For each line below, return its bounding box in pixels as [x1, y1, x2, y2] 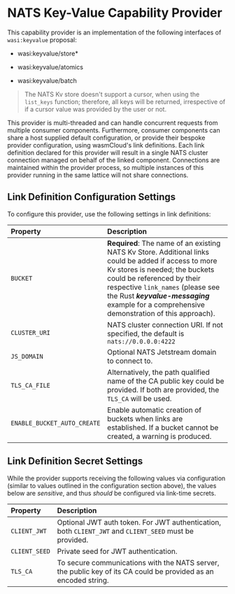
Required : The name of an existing [107, 238, 221, 248]
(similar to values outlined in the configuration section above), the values [7, 481, 217, 489]
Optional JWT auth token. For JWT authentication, [57, 517, 222, 527]
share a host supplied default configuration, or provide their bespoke [7, 133, 206, 142]
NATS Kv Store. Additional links [107, 247, 210, 257]
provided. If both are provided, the [107, 385, 220, 395]
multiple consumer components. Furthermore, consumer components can [7, 126, 220, 134]
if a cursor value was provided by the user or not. [24, 105, 166, 113]
